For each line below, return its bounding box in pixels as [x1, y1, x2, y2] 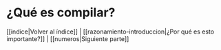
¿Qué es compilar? [6, 5, 116, 21]
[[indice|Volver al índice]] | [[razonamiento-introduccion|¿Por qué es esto [6, 27, 215, 36]
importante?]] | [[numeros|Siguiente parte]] [6, 34, 129, 42]
